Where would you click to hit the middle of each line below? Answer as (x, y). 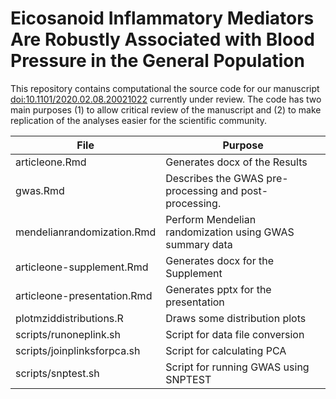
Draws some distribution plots (236, 318)
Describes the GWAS (215, 178)
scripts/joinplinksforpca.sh (78, 350)
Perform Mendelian (211, 219)
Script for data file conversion (235, 334)
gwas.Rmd (40, 190)
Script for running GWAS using (237, 367)
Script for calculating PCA (226, 350)
